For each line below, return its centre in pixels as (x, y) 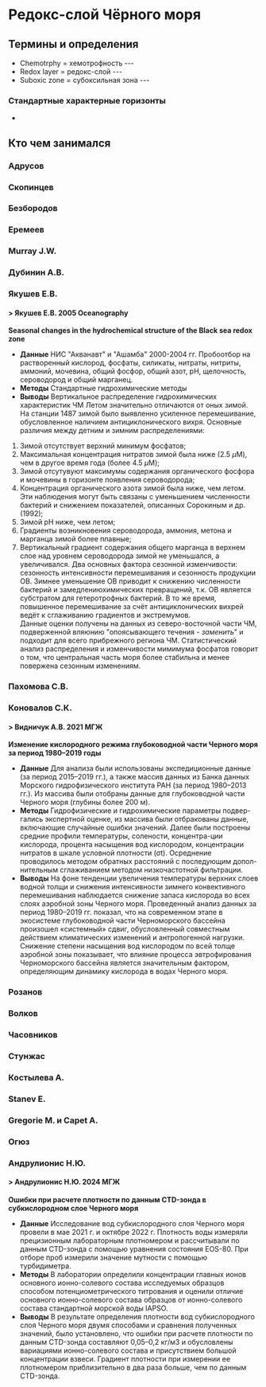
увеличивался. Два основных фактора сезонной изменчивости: (129, 565)
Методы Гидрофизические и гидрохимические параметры (120, 811)
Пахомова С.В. (39, 686)
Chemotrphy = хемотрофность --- (77, 63)
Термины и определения (73, 44)
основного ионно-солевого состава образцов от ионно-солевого (131, 1299)
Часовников (33, 1035)
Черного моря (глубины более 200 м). (85, 803)
